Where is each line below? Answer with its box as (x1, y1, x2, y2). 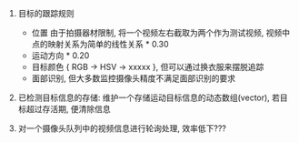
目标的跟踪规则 (17, 8, 75, 18)
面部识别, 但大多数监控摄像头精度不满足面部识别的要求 (31, 73, 236, 84)
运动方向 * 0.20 (31, 50, 90, 61)
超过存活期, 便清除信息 (25, 104, 111, 114)
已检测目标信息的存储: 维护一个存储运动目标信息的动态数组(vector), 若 (17, 92, 280, 103)
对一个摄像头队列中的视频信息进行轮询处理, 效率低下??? (17, 123, 227, 134)
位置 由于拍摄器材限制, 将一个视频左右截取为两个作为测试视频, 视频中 (31, 27, 291, 38)
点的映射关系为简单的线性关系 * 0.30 (31, 39, 170, 49)
